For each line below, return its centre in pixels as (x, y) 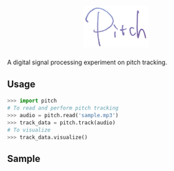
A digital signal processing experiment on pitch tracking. (87, 62)
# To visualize (29, 130)
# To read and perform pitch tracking (63, 108)
